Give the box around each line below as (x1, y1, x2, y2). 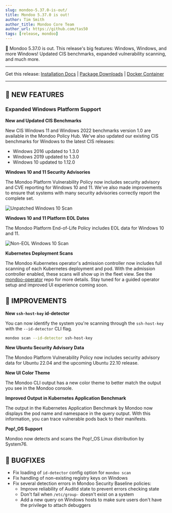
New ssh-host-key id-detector (5, 310, 70, 316)
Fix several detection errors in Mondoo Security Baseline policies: (12, 480, 152, 486)
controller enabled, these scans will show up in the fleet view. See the (5, 271, 153, 277)
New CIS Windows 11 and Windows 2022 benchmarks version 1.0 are (5, 127, 151, 133)
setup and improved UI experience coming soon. (5, 282, 109, 288)
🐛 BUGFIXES (5, 456, 46, 464)
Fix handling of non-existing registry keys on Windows (12, 475, 128, 481)
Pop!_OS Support (5, 426, 42, 432)
